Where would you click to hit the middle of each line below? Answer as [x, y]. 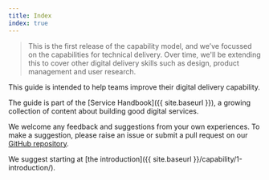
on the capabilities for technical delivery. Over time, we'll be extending [144, 54]
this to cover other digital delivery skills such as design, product [133, 63]
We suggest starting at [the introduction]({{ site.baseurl [100, 159]
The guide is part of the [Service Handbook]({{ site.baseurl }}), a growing [130, 102]
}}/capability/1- [218, 159]
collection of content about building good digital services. [104, 111]
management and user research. [82, 71]
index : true [28, 23]
